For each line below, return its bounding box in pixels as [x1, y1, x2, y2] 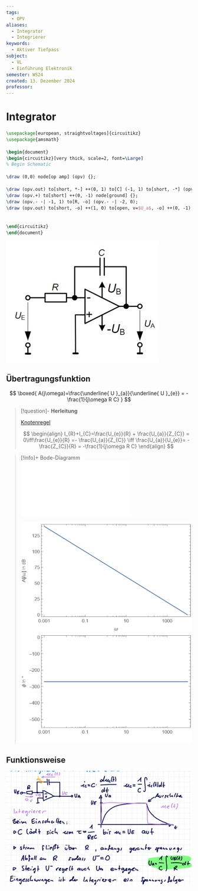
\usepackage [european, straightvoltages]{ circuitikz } [6, 130, 141, 137]
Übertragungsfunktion [6, 374, 91, 384]
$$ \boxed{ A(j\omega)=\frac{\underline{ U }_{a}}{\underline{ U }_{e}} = [9, 390, 185, 397]
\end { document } [6, 230, 44, 236]
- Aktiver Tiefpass [11, 47, 60, 53]
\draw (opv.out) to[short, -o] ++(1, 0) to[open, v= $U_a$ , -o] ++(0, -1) [6, 205, 192, 211]
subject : [6, 53, 28, 59]
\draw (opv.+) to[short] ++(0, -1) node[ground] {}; [6, 192, 138, 199]
